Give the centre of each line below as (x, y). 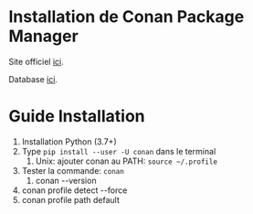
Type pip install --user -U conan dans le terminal (119, 151)
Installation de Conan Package (126, 17)
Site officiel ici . (37, 61)
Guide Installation (77, 117)
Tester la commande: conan (73, 170)
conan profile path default (70, 199)
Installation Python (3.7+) (69, 141)
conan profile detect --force (74, 190)
